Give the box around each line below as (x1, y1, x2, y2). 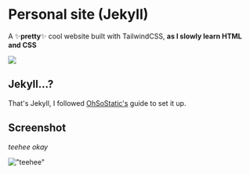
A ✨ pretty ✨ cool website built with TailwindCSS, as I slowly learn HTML (8, 31, 242, 41)
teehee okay (8, 142, 49, 151)
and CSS (8, 40, 37, 49)
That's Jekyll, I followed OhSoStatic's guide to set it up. (8, 98, 187, 107)
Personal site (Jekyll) (8, 5, 149, 24)
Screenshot (8, 121, 67, 135)
